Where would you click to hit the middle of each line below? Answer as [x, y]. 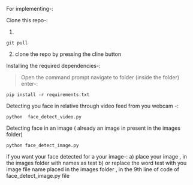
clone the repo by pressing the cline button [68, 54]
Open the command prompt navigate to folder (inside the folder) [100, 77]
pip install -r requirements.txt [48, 95]
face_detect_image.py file [38, 176]
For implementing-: [30, 9]
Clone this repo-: [27, 20]
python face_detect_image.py [43, 145]
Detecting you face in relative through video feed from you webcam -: [92, 106]
